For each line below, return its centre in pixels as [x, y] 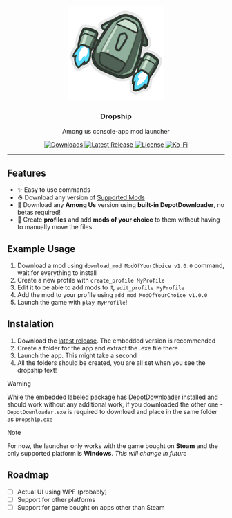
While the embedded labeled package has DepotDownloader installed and [113, 397]
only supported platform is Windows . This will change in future [97, 453]
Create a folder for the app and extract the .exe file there [97, 348]
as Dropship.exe [30, 419]
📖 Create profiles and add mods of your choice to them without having [118, 220]
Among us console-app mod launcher [116, 132]
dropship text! [37, 370]
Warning [19, 383]
